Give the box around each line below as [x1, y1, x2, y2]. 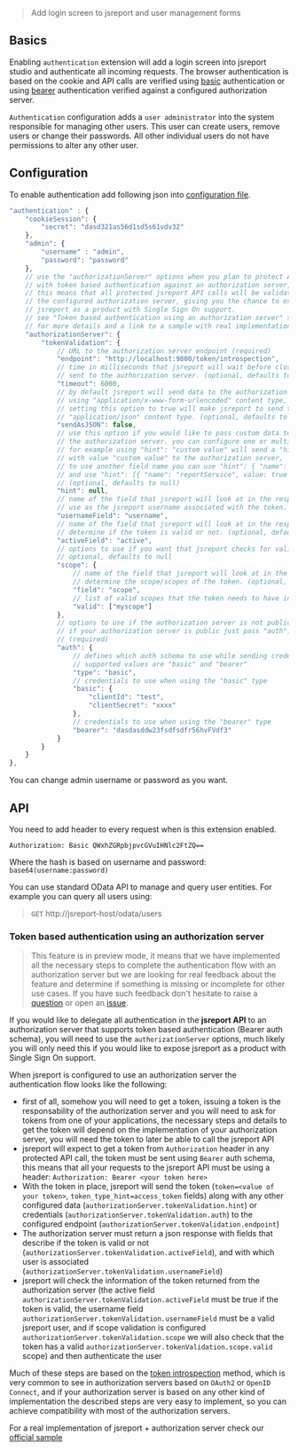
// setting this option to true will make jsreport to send [56, 404, 284, 413]
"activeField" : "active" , [56, 536, 153, 545]
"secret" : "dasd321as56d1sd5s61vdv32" [41, 223, 184, 231]
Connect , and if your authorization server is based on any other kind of [9, 1387, 265, 1398]
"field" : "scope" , [72, 585, 141, 594]
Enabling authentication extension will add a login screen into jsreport [9, 57, 267, 67]
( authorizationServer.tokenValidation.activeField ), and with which [21, 1247, 275, 1258]
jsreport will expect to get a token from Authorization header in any [21, 1143, 271, 1154]
